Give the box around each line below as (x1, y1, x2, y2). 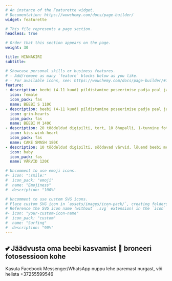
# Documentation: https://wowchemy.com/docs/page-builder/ (5, 12, 134, 17)
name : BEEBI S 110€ (10, 102, 52, 107)
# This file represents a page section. (5, 26, 93, 31)
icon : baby (10, 149, 33, 154)
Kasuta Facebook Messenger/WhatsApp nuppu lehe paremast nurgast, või (5, 266, 163, 272)
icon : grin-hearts (10, 111, 50, 116)
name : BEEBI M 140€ (10, 121, 52, 126)
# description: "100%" (5, 187, 56, 192)
